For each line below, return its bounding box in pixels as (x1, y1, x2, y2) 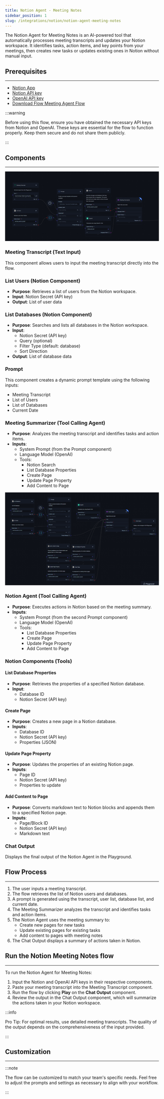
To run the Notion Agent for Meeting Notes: (5, 969, 92, 975)
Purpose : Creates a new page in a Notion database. (12, 718, 117, 725)
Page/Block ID (19, 820, 48, 826)
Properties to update (19, 782, 61, 788)
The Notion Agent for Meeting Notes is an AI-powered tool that (5, 32, 132, 38)
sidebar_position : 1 (5, 13, 47, 18)
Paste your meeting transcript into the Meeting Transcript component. (12, 984, 153, 990)
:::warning (5, 110, 25, 116)
